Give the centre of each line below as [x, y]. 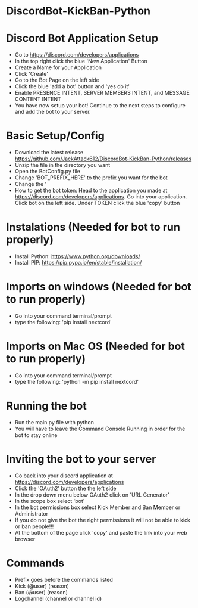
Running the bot [47, 406]
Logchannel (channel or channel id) [58, 598]
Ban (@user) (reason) [41, 592]
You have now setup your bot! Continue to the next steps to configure [100, 106]
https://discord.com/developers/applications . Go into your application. [101, 197]
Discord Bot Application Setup [82, 38]
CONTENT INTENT [38, 99]
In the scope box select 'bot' [50, 501]
